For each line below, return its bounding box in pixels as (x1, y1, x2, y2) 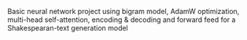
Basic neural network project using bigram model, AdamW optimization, (7, 7, 240, 16)
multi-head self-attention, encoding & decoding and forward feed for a (7, 15, 236, 24)
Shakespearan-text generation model (7, 24, 129, 32)
